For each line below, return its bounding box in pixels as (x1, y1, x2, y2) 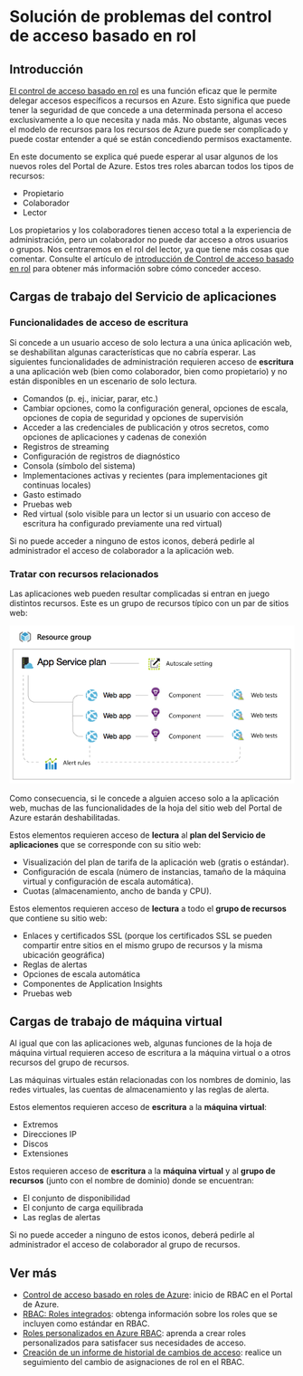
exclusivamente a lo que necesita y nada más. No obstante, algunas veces (9, 115, 288, 125)
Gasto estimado (22, 489, 81, 499)
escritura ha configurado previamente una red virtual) (22, 517, 223, 528)
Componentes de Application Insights (22, 978, 163, 989)
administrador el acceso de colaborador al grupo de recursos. (9, 1239, 241, 1250)
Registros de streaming (22, 441, 109, 451)
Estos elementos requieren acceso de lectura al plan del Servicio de (9, 830, 266, 840)
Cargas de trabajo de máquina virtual (9, 1014, 223, 1029)
